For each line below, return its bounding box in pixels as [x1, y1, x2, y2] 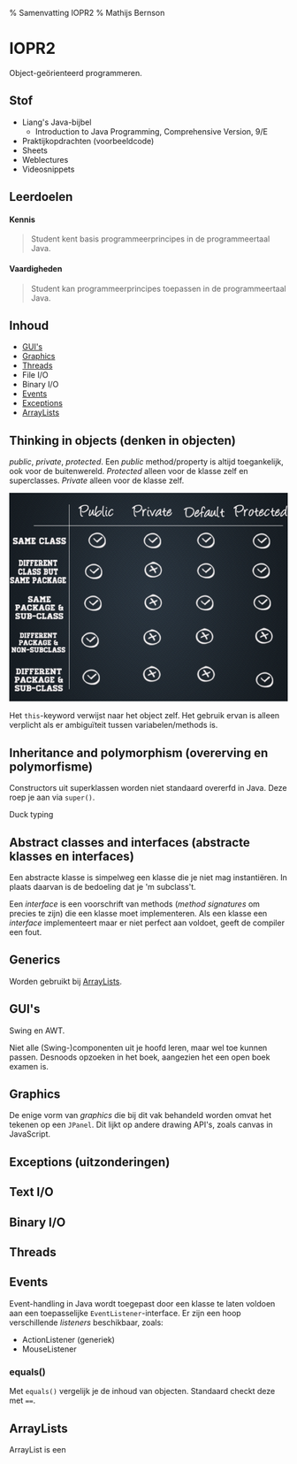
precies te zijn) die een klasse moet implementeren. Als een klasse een [9, 908, 268, 919]
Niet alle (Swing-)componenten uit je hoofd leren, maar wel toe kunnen [9, 1042, 268, 1053]
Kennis [9, 214, 35, 225]
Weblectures [21, 154, 69, 165]
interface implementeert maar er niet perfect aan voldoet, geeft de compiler [9, 917, 286, 928]
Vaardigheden [9, 263, 63, 273]
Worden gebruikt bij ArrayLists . [9, 976, 122, 986]
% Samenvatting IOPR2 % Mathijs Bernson [9, 8, 165, 18]
